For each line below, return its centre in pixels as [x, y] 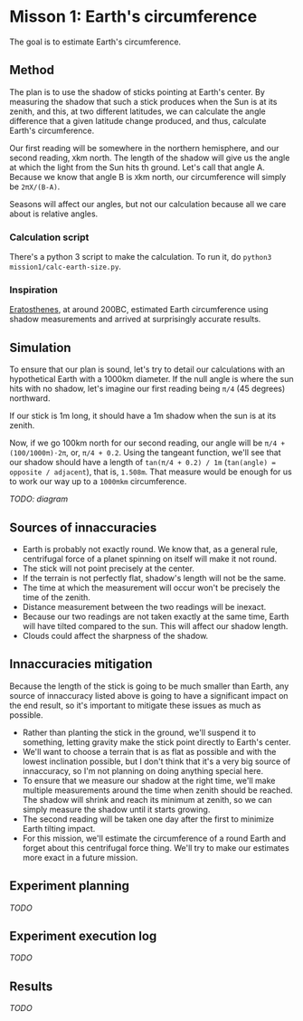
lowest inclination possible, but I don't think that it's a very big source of [156, 761]
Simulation [40, 347]
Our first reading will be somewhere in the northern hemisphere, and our [144, 148]
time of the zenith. [56, 597]
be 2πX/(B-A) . [35, 186]
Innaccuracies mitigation [81, 664]
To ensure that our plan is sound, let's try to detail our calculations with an [147, 369]
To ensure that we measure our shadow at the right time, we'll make [149, 780]
